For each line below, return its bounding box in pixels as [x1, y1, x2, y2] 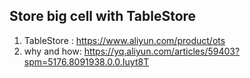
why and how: [23, 45, 82, 57]
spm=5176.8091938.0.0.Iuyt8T [23, 55, 150, 68]
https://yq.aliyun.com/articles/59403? [83, 45, 241, 57]
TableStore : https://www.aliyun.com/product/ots [23, 34, 226, 46]
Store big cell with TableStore [9, 8, 197, 25]
